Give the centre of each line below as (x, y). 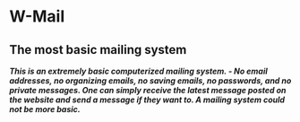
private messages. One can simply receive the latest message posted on (148, 90)
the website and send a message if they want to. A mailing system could (147, 100)
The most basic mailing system (98, 50)
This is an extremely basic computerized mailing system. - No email (139, 71)
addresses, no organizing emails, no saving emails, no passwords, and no (150, 81)
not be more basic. (45, 109)
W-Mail (37, 17)
